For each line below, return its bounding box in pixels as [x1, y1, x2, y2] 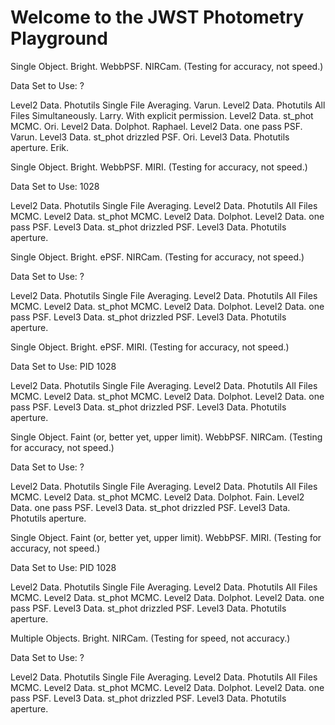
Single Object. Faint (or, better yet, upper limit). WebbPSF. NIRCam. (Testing [10, 431, 323, 443]
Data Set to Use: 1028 [10, 180, 100, 192]
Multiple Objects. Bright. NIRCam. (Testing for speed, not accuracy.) [10, 632, 291, 644]
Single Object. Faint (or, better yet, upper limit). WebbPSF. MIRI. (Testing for [10, 531, 322, 543]
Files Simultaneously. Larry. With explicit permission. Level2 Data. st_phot [10, 109, 314, 121]
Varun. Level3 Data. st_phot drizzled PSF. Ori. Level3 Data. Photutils [10, 131, 290, 143]
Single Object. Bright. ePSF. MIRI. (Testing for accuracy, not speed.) [10, 341, 290, 353]
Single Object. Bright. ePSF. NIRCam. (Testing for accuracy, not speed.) [10, 251, 305, 263]
